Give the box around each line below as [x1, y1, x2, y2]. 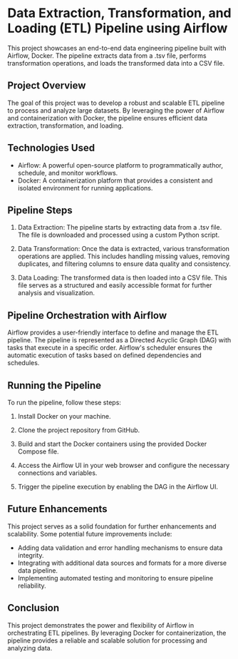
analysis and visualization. [17, 289, 95, 297]
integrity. [17, 551, 44, 559]
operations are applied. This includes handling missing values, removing [17, 252, 230, 261]
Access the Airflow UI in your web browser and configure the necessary [17, 461, 230, 469]
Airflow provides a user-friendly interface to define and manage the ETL [7, 328, 219, 337]
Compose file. [17, 447, 59, 456]
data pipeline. [17, 566, 58, 575]
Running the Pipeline [7, 379, 102, 392]
